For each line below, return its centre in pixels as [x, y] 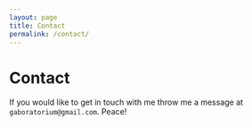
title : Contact [37, 26]
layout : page [33, 17]
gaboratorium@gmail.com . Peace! [68, 112]
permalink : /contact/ [49, 34]
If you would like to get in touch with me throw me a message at [126, 102]
